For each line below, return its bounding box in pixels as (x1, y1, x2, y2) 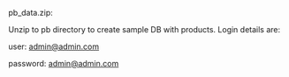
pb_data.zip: (8, 8, 54, 17)
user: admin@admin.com (8, 41, 100, 52)
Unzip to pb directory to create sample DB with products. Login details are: (8, 24, 281, 34)
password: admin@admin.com (8, 59, 119, 68)
